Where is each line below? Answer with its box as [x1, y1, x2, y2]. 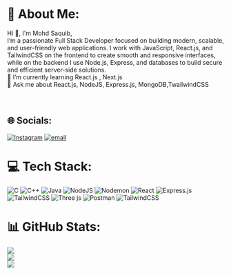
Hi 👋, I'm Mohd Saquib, [7, 29, 72, 37]
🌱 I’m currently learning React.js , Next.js [7, 72, 123, 81]
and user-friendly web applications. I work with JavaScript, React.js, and [7, 43, 213, 52]
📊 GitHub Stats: [7, 218, 101, 234]
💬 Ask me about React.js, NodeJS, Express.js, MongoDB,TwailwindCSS [7, 80, 209, 88]
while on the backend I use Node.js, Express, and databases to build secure [7, 58, 223, 66]
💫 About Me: [7, 6, 80, 22]
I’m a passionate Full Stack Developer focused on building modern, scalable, [7, 36, 224, 44]
